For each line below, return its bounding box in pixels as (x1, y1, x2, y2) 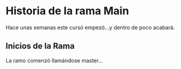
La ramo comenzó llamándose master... (5, 57, 103, 64)
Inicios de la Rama (5, 41, 75, 51)
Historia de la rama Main (5, 4, 129, 18)
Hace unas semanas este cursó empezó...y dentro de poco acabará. (5, 24, 175, 31)
